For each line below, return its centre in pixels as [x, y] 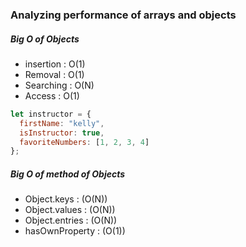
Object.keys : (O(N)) [66, 199]
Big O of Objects [45, 39]
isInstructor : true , [62, 133]
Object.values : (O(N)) [70, 210]
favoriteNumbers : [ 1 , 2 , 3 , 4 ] [84, 142]
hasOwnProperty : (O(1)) [75, 231]
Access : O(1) [52, 95]
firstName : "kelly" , [62, 123]
